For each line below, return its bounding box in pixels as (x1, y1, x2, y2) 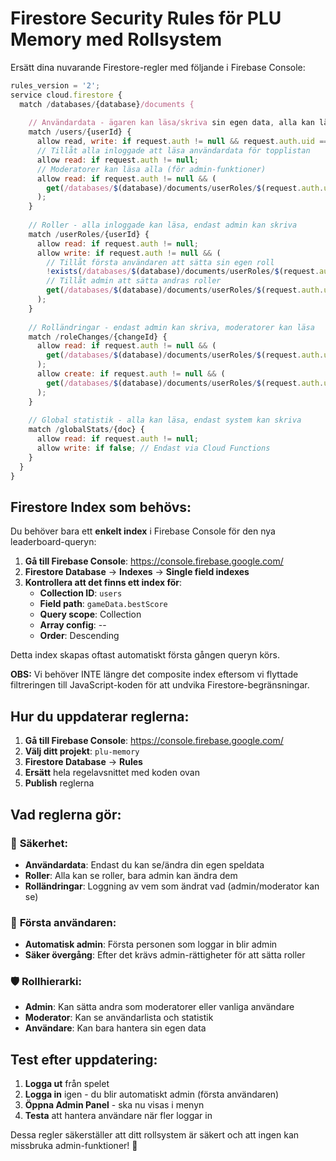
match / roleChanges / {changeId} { (28, 332, 168, 342)
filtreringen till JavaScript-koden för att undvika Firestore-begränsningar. (10, 679, 310, 691)
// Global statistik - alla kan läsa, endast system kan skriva (28, 415, 302, 426)
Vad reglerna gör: (10, 806, 122, 823)
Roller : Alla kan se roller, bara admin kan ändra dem (24, 869, 238, 881)
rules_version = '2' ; (10, 80, 101, 91)
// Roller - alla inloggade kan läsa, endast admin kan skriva (28, 220, 298, 231)
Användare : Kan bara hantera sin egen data (24, 1022, 207, 1034)
